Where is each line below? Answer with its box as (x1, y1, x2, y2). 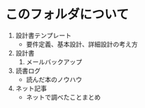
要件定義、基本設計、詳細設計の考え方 (25, 40, 138, 48)
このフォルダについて (5, 6, 129, 23)
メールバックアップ (25, 57, 83, 66)
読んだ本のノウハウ (25, 75, 83, 83)
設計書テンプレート (15, 31, 72, 40)
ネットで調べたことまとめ (25, 92, 101, 101)
